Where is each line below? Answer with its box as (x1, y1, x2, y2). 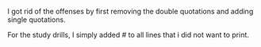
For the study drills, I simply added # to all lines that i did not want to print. (7, 31, 249, 39)
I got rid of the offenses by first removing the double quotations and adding (7, 7, 254, 16)
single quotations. (7, 15, 66, 24)
